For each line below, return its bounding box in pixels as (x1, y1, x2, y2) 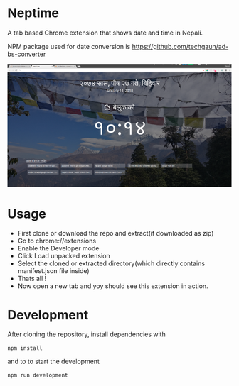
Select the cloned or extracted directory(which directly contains (17, 259, 205, 268)
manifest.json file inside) (17, 267, 90, 275)
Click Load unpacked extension (17, 252, 110, 260)
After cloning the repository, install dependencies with (7, 330, 166, 338)
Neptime (7, 5, 59, 21)
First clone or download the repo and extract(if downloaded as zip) (17, 229, 214, 238)
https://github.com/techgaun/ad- (132, 42, 229, 50)
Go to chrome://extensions (17, 236, 97, 246)
